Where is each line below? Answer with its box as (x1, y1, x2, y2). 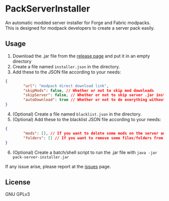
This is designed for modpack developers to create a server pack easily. (5, 25, 155, 31)
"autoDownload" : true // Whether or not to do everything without (23, 97, 165, 103)
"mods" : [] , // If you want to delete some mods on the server (23, 131, 159, 136)
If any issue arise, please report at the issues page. (5, 163, 111, 169)
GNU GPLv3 (5, 191, 30, 197)
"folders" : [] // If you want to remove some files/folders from (23, 135, 163, 141)
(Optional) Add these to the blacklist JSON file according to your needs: (12, 117, 161, 122)
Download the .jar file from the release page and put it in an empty (12, 53, 150, 59)
